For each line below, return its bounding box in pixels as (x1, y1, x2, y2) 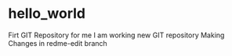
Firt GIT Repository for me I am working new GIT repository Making (8, 30, 225, 40)
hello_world (8, 5, 86, 23)
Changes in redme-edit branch (8, 38, 107, 47)
